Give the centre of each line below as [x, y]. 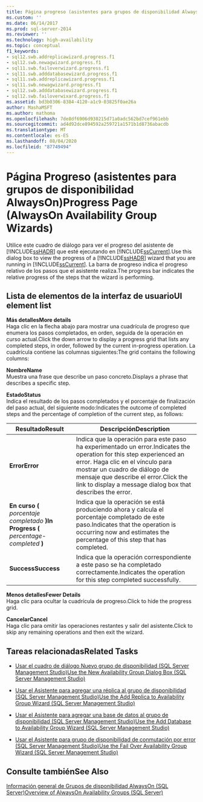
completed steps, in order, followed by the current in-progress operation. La [101, 346]
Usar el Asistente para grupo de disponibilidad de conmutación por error [105, 740]
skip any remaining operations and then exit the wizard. [75, 632]
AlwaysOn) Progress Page [72, 202]
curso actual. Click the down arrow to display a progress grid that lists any [98, 339]
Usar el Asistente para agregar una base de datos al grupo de [92, 715]
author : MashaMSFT [29, 107]
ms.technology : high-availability [50, 40]
